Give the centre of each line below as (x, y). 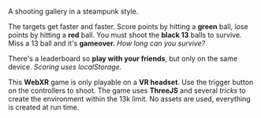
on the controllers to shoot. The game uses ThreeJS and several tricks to (127, 90)
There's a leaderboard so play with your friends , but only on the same (123, 59)
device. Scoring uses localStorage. (65, 67)
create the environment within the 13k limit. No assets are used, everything (129, 99)
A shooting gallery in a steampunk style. (73, 11)
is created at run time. (44, 107)
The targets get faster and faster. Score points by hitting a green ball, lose (128, 26)
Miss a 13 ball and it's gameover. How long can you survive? (107, 43)
